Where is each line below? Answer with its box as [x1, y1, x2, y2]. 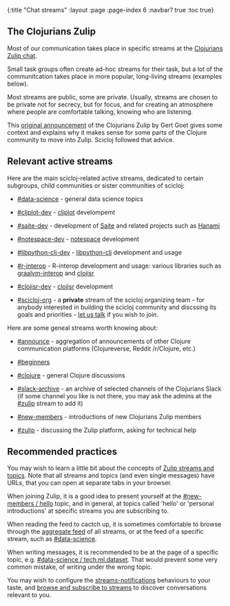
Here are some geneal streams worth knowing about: [7, 324, 158, 332]
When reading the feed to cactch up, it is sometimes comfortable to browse [7, 520, 222, 529]
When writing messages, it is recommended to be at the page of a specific [7, 548, 219, 556]
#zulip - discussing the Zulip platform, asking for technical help [17, 426, 196, 434]
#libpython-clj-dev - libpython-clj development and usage [17, 248, 182, 256]
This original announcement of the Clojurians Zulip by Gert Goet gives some [7, 121, 222, 129]
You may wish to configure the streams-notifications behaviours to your [7, 576, 211, 585]
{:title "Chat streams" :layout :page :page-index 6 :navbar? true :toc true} [7, 6, 214, 14]
